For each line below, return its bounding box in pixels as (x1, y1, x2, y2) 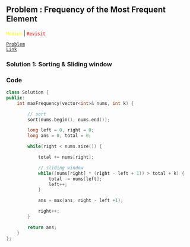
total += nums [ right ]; (37, 154, 94, 161)
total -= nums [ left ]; (48, 176, 102, 182)
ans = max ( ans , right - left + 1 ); (37, 198, 123, 204)
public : (6, 95, 26, 101)
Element (6, 14, 37, 24)
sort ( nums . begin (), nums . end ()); (27, 117, 110, 123)
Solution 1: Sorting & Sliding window (6, 60, 112, 68)
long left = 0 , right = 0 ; (27, 127, 94, 133)
